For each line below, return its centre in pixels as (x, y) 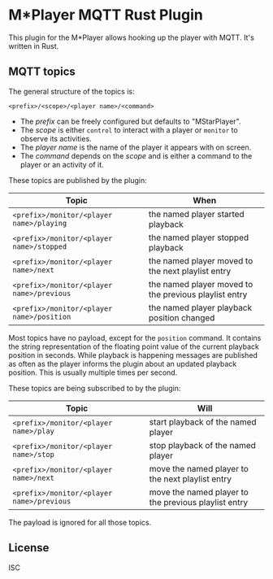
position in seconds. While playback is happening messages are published (133, 355)
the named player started (197, 214)
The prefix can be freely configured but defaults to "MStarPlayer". (130, 121)
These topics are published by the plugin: (78, 180)
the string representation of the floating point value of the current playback (134, 346)
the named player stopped (199, 237)
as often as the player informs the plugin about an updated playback (123, 364)
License (29, 548)
